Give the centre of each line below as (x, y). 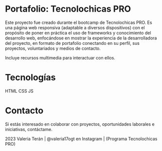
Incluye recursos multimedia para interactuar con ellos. (60, 57)
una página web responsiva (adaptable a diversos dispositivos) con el (75, 27)
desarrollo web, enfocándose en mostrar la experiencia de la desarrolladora (81, 38)
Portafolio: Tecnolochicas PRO (68, 9)
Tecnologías (30, 78)
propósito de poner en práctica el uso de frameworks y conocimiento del (78, 33)
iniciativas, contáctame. (29, 129)
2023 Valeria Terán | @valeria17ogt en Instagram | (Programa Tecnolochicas (81, 139)
